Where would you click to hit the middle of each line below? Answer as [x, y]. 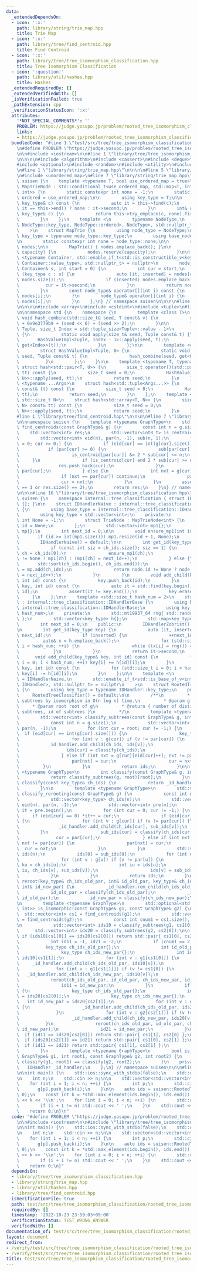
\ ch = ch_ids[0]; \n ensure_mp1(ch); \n [85, 553]
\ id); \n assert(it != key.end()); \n [77, 591]
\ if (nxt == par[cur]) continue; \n [81, 477]
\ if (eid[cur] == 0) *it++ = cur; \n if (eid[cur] [105, 816]
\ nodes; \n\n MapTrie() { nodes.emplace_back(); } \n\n [94, 247]
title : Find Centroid [43, 50]
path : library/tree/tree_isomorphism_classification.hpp [88, 61]
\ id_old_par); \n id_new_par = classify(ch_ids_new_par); [103, 898]
